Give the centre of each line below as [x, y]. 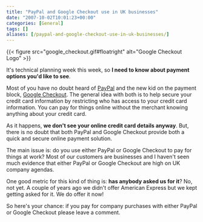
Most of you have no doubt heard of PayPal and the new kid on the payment [101, 88]
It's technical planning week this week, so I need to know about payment [98, 70]
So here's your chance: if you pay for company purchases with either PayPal [102, 206]
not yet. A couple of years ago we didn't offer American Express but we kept [102, 188]
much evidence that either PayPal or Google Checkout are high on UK [93, 163]
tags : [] [17, 29]
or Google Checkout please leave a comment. [63, 212]
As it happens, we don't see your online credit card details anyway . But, [98, 126]
